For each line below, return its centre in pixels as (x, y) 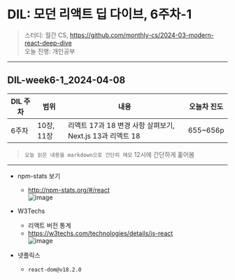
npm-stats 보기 (39, 176)
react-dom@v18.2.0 (55, 269)
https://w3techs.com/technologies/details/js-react (100, 233)
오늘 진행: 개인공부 (50, 51)
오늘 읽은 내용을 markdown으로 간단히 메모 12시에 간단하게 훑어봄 (109, 154)
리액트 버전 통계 (49, 225)
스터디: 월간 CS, (46, 35)
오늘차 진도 (206, 106)
